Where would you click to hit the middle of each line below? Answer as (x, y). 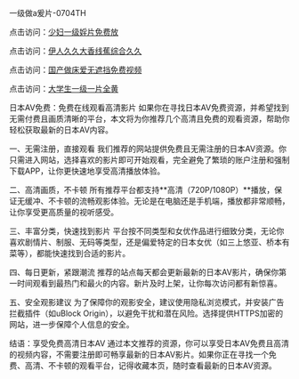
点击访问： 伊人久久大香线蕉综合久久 (76, 51)
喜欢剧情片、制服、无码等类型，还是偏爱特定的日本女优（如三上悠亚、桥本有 (149, 242)
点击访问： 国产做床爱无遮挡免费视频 (76, 70)
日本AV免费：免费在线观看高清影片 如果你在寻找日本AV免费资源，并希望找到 (149, 108)
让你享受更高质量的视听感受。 (64, 212)
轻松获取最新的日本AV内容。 (61, 130)
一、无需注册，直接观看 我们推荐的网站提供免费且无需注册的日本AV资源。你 (148, 149)
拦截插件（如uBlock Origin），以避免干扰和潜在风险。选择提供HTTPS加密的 (146, 313)
